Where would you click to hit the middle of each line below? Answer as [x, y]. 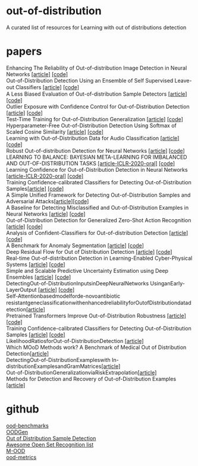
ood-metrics [21, 457]
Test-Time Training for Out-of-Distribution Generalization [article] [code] [95, 119]
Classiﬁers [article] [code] [47, 87]
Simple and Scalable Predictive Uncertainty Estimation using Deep [87, 270]
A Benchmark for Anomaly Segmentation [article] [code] [75, 245]
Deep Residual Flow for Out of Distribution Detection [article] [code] [89, 251]
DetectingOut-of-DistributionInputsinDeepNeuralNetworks [78, 283]
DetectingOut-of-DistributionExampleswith [59, 360]
